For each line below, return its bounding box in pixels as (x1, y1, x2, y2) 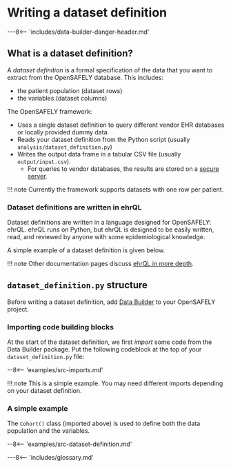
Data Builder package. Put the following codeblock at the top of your (7, 345, 202, 354)
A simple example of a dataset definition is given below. (7, 246, 165, 254)
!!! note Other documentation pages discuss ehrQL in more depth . (7, 260, 194, 268)
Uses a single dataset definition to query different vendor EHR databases (17, 121, 225, 129)
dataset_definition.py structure (7, 279, 148, 291)
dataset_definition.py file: (7, 353, 85, 361)
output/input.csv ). (17, 157, 71, 165)
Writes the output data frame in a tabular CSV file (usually (17, 150, 181, 158)
